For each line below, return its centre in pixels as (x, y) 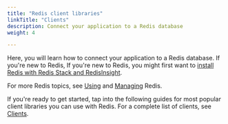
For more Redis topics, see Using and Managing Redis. (85, 86)
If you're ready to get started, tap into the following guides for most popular (114, 99)
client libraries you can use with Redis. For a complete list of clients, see (109, 106)
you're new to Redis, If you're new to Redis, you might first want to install (111, 65)
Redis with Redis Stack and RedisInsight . (65, 73)
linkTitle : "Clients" (38, 20)
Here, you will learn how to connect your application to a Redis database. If (114, 58)
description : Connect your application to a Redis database (95, 26)
